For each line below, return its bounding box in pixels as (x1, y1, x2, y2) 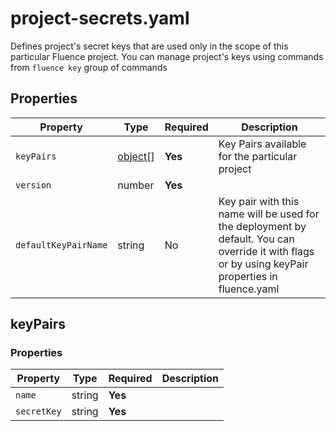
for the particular (218, 149, 298, 163)
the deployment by (218, 219, 307, 233)
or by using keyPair (218, 257, 309, 271)
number (117, 178, 155, 192)
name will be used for (218, 207, 320, 221)
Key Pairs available (218, 137, 307, 151)
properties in (218, 269, 278, 283)
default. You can (218, 232, 295, 246)
